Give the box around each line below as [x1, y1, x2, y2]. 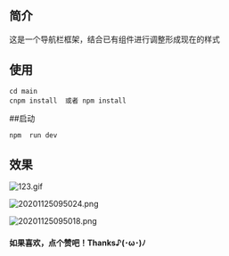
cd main [9, 87, 38, 95]
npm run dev [9, 130, 58, 140]
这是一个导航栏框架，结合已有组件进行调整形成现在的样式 [9, 34, 220, 45]
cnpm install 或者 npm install [9, 96, 127, 105]
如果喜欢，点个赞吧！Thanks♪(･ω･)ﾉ [9, 237, 146, 248]
